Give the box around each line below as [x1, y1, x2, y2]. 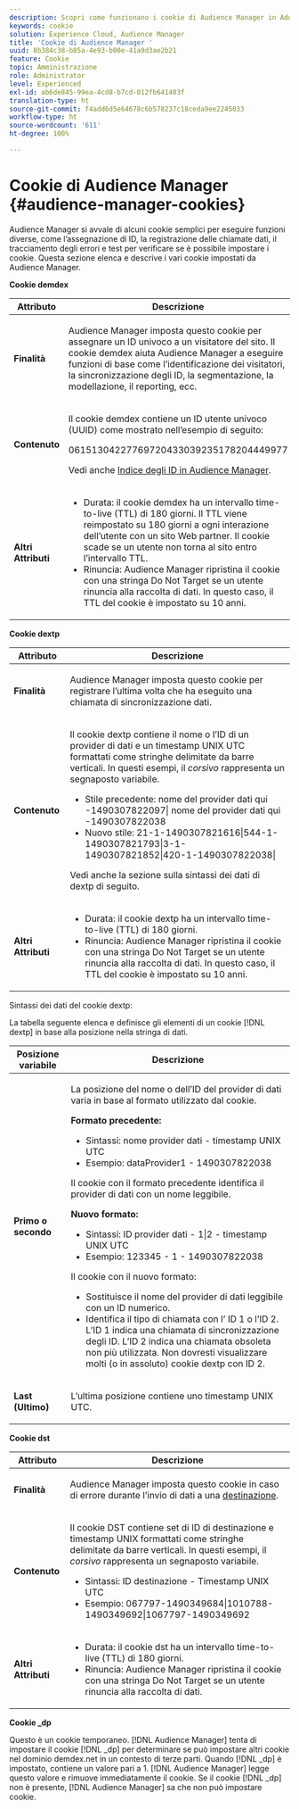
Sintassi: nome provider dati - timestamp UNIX [85, 1134, 282, 1147]
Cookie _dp [9, 1717, 52, 1728]
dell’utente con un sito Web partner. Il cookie [83, 529, 270, 542]
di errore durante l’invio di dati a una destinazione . [69, 1489, 279, 1501]
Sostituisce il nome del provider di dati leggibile [85, 1290, 283, 1303]
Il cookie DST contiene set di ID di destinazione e [69, 1521, 274, 1533]
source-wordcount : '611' [9, 121, 101, 130]
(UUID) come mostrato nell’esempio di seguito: [68, 423, 264, 436]
